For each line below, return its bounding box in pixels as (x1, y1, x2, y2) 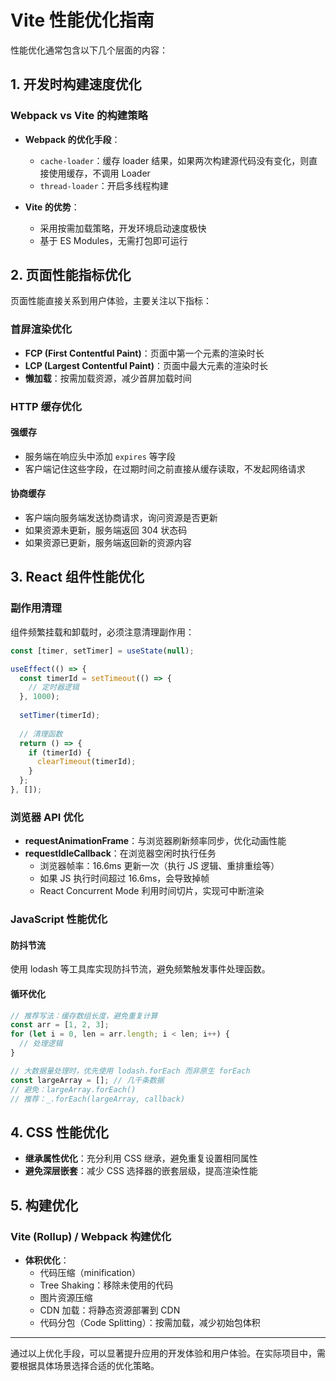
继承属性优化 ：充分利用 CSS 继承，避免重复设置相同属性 (24, 1152, 258, 1165)
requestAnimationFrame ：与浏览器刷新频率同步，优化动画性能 (24, 835, 287, 847)
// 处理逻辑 (19, 1039, 63, 1049)
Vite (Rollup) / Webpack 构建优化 (10, 1229, 172, 1243)
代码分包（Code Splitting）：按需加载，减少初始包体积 (39, 1316, 261, 1328)
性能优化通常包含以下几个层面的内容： (10, 44, 168, 56)
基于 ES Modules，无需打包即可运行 (39, 234, 188, 246)
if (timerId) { (28, 747, 92, 758)
